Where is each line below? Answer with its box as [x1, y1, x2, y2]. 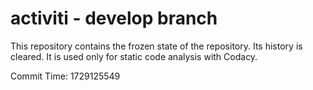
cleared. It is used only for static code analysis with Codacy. [10, 50, 258, 62]
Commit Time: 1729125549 [10, 70, 121, 82]
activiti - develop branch [10, 7, 218, 30]
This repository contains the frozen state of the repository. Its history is [10, 40, 303, 52]
